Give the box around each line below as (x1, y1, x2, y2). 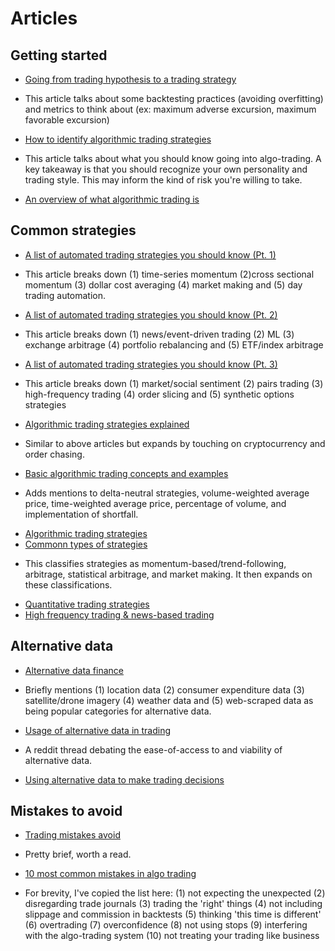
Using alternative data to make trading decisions (24, 773, 225, 786)
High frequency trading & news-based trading (24, 608, 215, 621)
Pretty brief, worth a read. (24, 848, 132, 861)
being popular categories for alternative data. (24, 705, 212, 717)
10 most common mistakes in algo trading (24, 868, 197, 880)
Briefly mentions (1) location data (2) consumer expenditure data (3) (24, 683, 305, 696)
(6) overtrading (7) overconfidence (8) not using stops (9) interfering (24, 919, 308, 931)
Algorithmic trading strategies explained (24, 418, 190, 430)
